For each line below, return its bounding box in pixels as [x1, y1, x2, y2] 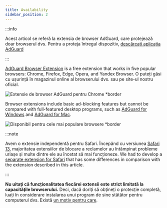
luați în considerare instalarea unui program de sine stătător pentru [5, 191, 142, 197]
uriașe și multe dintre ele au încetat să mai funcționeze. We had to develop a [5, 151, 162, 157]
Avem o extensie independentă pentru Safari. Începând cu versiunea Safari [5, 140, 160, 146]
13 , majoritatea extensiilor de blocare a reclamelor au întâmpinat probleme [5, 145, 158, 151]
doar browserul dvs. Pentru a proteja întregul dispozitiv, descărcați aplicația [5, 40, 161, 46]
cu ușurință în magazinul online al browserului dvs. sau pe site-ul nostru [5, 76, 153, 82]
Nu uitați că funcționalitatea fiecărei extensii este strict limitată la [5, 181, 144, 187]
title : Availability [5, 7, 48, 12]
